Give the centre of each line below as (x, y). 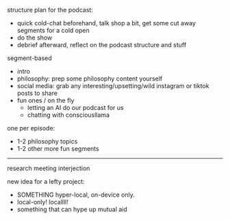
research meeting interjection (49, 168)
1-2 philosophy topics (47, 141)
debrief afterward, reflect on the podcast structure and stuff (102, 45)
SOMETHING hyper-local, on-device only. (76, 195)
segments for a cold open (53, 30)
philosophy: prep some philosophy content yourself (90, 79)
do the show (35, 38)
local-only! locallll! (42, 202)
